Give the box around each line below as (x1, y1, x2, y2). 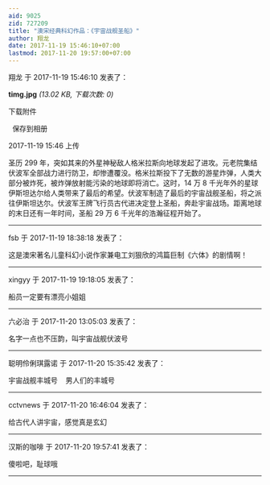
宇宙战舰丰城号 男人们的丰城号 (8, 375, 115, 385)
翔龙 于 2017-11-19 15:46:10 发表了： (8, 73, 129, 81)
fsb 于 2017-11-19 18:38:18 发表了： (8, 233, 125, 242)
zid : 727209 (8, 19, 48, 27)
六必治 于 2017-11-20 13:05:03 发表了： (8, 317, 138, 326)
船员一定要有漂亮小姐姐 (8, 292, 86, 301)
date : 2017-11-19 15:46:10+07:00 (8, 42, 121, 50)
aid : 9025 (8, 11, 42, 20)
